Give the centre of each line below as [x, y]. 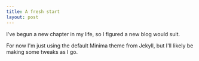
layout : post [22, 17]
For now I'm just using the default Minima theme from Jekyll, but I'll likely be [100, 46]
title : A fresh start [33, 12]
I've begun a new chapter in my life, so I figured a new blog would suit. [93, 34]
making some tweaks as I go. [42, 52]
